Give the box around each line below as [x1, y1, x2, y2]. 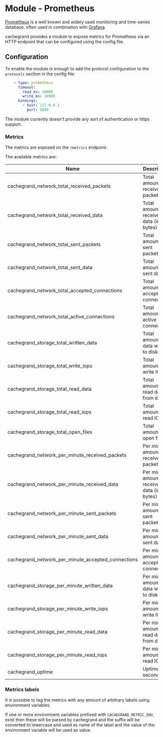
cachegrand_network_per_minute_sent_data [7, 533, 108, 540]
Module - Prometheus [5, 3, 95, 14]
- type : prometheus [14, 80, 53, 85]
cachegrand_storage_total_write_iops [7, 362, 93, 369]
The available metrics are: [5, 154, 57, 160]
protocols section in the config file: [5, 71, 75, 77]
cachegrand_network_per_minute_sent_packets [7, 510, 116, 517]
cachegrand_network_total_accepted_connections [7, 287, 122, 294]
